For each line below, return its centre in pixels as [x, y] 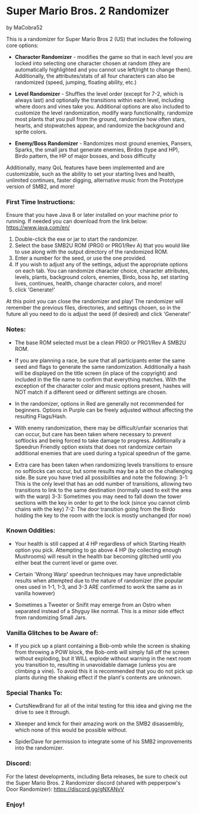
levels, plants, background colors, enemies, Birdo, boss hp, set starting [102, 277]
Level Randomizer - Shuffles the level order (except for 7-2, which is [99, 94]
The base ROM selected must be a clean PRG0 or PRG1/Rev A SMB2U [100, 342]
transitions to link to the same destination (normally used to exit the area [103, 490]
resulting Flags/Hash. [41, 416]
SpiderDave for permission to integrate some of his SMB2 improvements [103, 742]
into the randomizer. [39, 748]
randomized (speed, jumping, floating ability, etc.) [75, 82]
